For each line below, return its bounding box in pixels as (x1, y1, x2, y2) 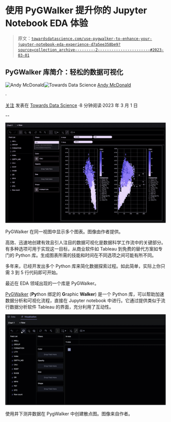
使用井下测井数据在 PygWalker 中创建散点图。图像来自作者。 (5, 410, 133, 416)
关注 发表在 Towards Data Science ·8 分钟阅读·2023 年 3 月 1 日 (5, 102, 138, 108)
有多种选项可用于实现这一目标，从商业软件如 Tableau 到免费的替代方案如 (5, 246, 159, 252)
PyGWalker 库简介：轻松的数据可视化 (5, 68, 124, 77)
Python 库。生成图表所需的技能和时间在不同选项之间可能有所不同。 (15, 252, 157, 258)
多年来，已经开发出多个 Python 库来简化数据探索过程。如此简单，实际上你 (5, 263, 161, 269)
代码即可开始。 (28, 269, 61, 276)
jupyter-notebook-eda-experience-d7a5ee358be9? (17, 42, 121, 47)
